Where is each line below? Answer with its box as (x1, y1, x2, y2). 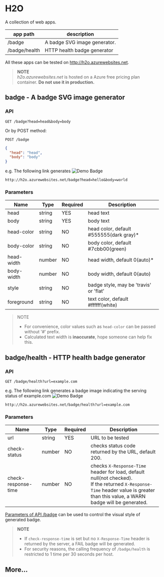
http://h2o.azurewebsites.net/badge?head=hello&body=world (5, 178, 128, 183)
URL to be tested (90, 434, 129, 441)
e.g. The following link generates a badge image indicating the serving (5, 388, 147, 393)
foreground (7, 299, 34, 306)
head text (87, 209, 110, 216)
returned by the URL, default (90, 449, 156, 455)
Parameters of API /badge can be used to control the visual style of (5, 512, 141, 517)
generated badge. (5, 517, 41, 523)
